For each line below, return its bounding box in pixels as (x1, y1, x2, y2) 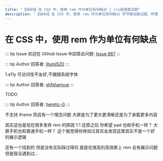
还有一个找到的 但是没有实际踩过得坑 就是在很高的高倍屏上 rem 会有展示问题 (5, 145, 158, 150)
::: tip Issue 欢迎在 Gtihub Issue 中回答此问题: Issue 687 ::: (5, 51, 120, 57)
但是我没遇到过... (5, 151, 39, 157)
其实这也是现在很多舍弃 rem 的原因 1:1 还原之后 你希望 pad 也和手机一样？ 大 (5, 122, 158, 128)
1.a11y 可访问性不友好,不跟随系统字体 (5, 71, 79, 78)
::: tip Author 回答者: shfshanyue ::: (5, 82, 74, 88)
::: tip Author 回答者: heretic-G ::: (5, 101, 70, 107)
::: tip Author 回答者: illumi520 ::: (5, 61, 69, 67)
